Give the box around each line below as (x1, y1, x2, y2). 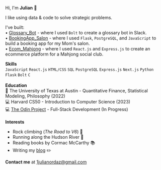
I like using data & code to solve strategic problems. (5, 15, 112, 20)
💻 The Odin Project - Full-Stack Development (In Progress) (5, 106, 128, 112)
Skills (5, 61, 17, 67)
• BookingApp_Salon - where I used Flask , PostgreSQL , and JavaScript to (5, 35, 156, 41)
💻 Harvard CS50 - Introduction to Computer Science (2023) (5, 99, 131, 104)
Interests (5, 119, 25, 125)
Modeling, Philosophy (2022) (5, 93, 65, 99)
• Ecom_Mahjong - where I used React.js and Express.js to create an (5, 46, 150, 51)
